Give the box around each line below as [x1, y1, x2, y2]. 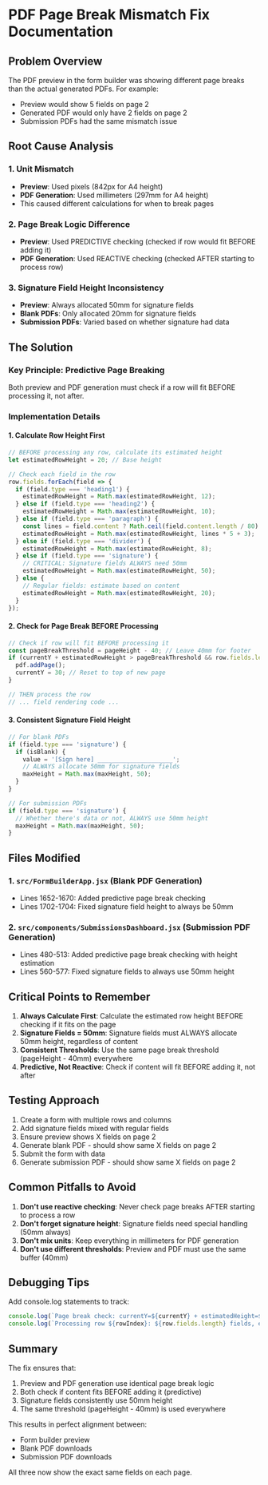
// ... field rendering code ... [8, 697, 120, 706]
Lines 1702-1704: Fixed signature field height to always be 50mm [19, 901, 234, 911]
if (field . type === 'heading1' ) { [15, 485, 130, 493]
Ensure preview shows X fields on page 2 [19, 1132, 156, 1142]
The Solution [8, 340, 73, 354]
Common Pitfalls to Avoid [8, 1181, 136, 1194]
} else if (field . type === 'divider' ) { [15, 537, 152, 545]
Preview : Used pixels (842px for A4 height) [19, 181, 164, 191]
